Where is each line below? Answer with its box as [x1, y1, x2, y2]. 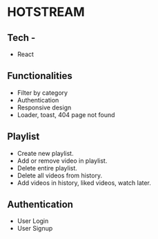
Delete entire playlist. [17, 163, 78, 172]
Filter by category [17, 88, 68, 97]
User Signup [17, 224, 53, 233]
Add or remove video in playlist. [17, 157, 108, 165]
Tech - [7, 32, 36, 44]
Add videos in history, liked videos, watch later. [17, 178, 152, 187]
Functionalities [7, 70, 72, 82]
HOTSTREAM [7, 4, 85, 20]
